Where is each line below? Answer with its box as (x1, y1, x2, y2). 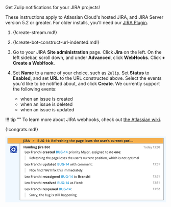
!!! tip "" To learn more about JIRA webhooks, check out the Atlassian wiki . (5, 116, 162, 123)
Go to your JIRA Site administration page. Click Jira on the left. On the (12, 49, 162, 55)
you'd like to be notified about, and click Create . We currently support (12, 81, 160, 86)
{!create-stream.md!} (12, 29, 58, 35)
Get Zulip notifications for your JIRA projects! (5, 5, 101, 10)
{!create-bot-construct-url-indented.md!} (12, 39, 100, 45)
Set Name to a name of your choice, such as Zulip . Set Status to (12, 70, 150, 76)
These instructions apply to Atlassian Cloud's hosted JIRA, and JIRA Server (5, 14, 164, 20)
